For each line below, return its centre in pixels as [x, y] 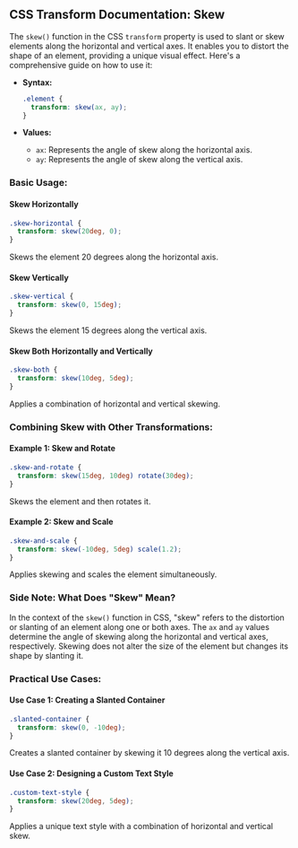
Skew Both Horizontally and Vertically [81, 351]
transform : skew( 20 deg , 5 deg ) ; [76, 801]
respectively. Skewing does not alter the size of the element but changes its [149, 646]
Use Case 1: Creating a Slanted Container [87, 700]
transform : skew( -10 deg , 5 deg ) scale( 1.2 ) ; [99, 549]
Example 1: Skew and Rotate [63, 449]
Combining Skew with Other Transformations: [111, 427]
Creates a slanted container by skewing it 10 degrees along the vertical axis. [149, 753]
